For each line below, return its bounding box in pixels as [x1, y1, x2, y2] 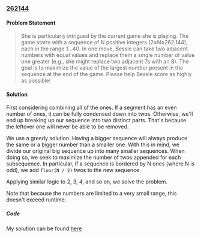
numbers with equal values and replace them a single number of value [20, 52, 195, 59]
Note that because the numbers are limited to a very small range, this [6, 190, 177, 197]
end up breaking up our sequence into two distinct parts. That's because [6, 117, 187, 124]
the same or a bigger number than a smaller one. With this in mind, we [6, 141, 180, 148]
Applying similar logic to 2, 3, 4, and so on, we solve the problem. [6, 178, 168, 185]
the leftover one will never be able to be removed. [6, 123, 129, 130]
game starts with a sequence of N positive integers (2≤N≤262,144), [20, 39, 188, 46]
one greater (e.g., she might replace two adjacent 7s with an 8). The [20, 58, 189, 65]
